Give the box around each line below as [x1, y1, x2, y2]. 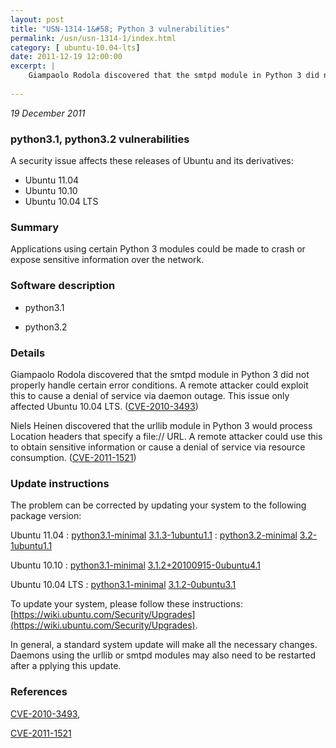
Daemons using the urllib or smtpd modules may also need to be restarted [10, 649, 316, 661]
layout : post [10, 14, 65, 25]
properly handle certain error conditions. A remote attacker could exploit [10, 379, 309, 391]
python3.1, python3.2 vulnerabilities [10, 132, 190, 146]
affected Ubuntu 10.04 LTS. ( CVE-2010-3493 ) [10, 400, 199, 412]
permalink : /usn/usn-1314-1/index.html [10, 33, 177, 43]
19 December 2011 [10, 107, 86, 119]
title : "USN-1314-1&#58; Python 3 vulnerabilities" [10, 24, 230, 34]
